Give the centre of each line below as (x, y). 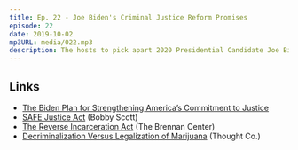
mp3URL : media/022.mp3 (51, 42)
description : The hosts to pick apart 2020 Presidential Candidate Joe (144, 51)
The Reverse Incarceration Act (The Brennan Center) (118, 126)
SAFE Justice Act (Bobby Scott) (80, 117)
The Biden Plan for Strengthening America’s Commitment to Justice (145, 107)
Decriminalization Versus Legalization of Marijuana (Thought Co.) (141, 136)
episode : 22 (31, 26)
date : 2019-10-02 (41, 34)
